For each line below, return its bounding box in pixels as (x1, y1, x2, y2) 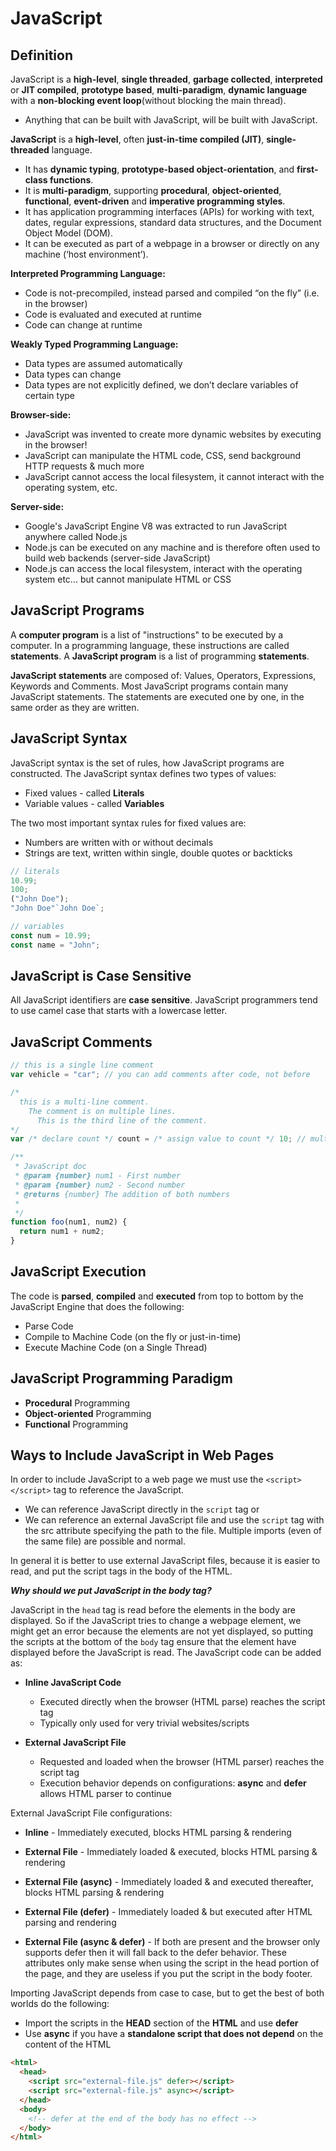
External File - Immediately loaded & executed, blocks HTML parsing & (24, 1846, 318, 1858)
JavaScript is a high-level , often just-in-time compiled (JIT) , (10, 133, 265, 145)
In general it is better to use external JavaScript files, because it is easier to (10, 1555, 321, 1567)
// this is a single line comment (10, 1060, 155, 1071)
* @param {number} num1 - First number (14, 1171, 182, 1181)
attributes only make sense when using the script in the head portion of (24, 1957, 320, 1969)
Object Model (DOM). (24, 227, 113, 239)
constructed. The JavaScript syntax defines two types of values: (10, 767, 277, 779)
